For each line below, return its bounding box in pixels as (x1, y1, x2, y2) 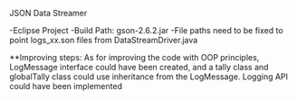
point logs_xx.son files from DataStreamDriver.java (9, 35, 198, 45)
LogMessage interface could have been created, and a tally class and (9, 62, 269, 72)
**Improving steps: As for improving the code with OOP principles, (9, 52, 260, 62)
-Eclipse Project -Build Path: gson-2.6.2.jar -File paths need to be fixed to (9, 25, 283, 35)
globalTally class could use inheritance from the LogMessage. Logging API (9, 71, 288, 82)
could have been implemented (9, 81, 122, 91)
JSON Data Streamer (9, 8, 88, 18)
